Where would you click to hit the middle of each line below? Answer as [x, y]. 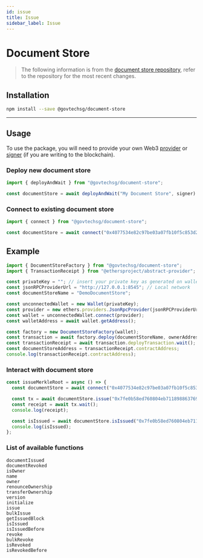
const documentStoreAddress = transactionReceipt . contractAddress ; [93, 349]
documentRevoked [27, 466]
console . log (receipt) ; [40, 410]
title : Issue [23, 18]
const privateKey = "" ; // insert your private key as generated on [94, 282]
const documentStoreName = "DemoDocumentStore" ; [69, 293]
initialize [20, 502]
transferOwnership [29, 492]
